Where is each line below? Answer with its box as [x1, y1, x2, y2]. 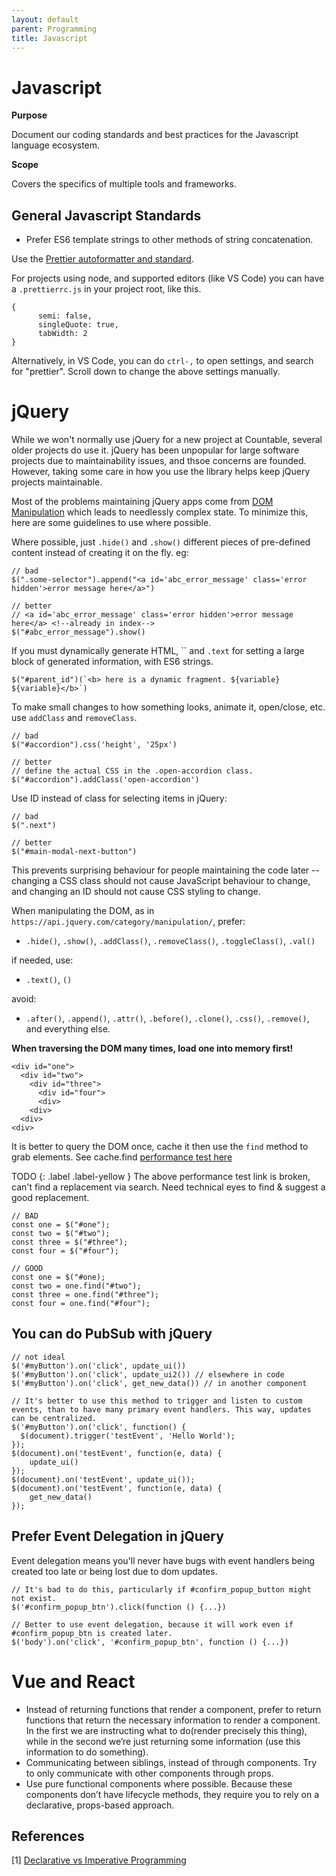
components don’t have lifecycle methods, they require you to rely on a [25, 1788, 320, 1800]
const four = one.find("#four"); [11, 1299, 151, 1309]
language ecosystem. [11, 139, 101, 151]
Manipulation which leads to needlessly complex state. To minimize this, [11, 506, 309, 518]
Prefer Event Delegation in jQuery [11, 1528, 224, 1545]
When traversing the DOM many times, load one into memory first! [11, 1042, 294, 1055]
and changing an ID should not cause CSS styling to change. [11, 886, 261, 898]
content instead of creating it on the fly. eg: [11, 547, 189, 559]
